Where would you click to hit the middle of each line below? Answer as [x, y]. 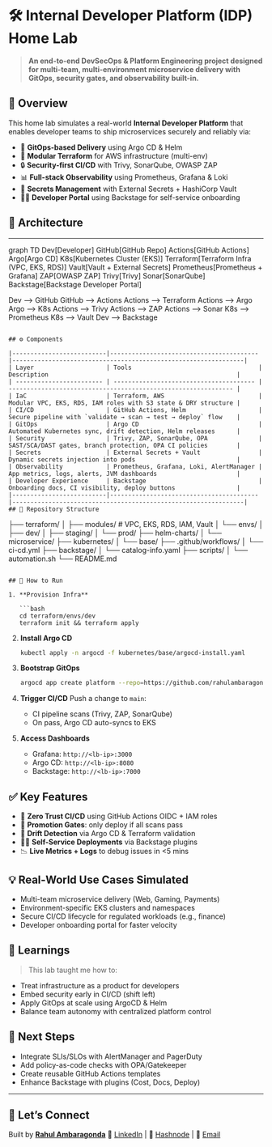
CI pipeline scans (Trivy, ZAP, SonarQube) [102, 714]
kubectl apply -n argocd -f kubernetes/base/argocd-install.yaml [132, 652]
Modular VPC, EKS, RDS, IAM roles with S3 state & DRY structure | [125, 403]
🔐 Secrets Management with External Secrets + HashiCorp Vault [128, 189]
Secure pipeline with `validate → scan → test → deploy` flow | [125, 417]
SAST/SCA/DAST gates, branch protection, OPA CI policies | [125, 445]
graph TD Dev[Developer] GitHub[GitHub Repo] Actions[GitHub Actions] [129, 250]
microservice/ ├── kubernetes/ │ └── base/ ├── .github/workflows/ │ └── [136, 541]
